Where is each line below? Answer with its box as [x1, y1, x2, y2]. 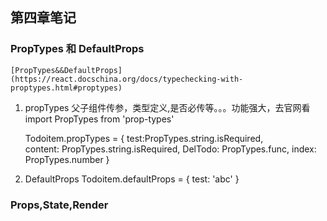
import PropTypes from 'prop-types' [24, 113, 175, 125]
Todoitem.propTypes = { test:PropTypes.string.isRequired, [24, 132, 264, 144]
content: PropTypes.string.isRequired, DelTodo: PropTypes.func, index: [24, 143, 317, 155]
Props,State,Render [10, 198, 109, 212]
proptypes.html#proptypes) [10, 83, 123, 93]
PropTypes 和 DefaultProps [10, 42, 145, 56]
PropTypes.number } [24, 153, 110, 165]
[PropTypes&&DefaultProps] [10, 65, 123, 75]
